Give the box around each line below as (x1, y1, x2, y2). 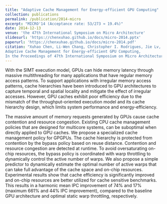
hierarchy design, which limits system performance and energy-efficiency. (5, 104, 158, 110)
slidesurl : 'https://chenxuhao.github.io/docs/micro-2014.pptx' (5, 35, 141, 40)
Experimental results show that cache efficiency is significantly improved (5, 172, 155, 178)
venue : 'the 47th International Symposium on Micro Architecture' (5, 30, 146, 35)
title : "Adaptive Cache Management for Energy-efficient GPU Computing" (5, 7, 159, 12)
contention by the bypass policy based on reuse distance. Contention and (5, 140, 157, 146)
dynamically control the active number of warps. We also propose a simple (5, 156, 159, 162)
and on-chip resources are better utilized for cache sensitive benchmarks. (5, 177, 158, 183)
